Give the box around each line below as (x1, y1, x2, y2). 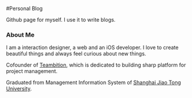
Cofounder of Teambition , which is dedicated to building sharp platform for (6, 61, 186, 69)
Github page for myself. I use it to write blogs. (6, 16, 116, 23)
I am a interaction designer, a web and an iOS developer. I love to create (6, 44, 179, 51)
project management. (6, 68, 58, 75)
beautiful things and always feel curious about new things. (6, 50, 146, 57)
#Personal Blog (6, 5, 43, 12)
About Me (6, 30, 35, 38)
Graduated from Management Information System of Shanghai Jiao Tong (6, 79, 181, 86)
